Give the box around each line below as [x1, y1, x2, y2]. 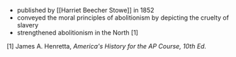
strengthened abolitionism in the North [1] [16, 28, 139, 37]
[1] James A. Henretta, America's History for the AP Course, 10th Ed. [6, 42, 207, 50]
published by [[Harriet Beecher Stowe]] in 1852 [16, 6, 154, 14]
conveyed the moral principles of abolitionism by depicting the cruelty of [16, 13, 230, 22]
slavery [16, 21, 39, 29]
